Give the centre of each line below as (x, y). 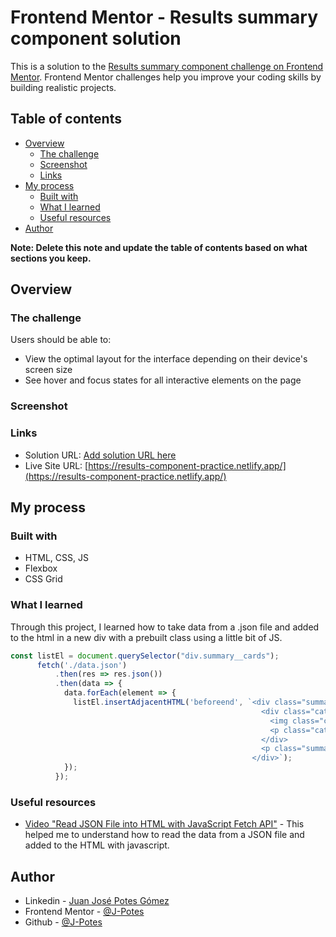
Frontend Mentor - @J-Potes (84, 911)
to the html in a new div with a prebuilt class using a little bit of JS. (146, 637)
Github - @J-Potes (63, 922)
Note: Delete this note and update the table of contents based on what (159, 247)
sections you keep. (51, 258)
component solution (96, 38)
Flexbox (41, 568)
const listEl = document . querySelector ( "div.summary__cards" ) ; (145, 656)
